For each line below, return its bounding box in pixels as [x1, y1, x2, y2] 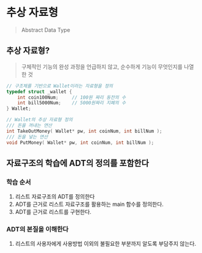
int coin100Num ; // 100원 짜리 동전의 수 [17, 94, 126, 100]
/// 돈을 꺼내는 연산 [6, 123, 52, 129]
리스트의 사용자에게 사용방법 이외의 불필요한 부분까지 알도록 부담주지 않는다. [15, 240, 197, 247]
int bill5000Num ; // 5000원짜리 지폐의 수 [17, 100, 126, 106]
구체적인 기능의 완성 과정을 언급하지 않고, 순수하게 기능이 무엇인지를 [21, 62, 183, 70]
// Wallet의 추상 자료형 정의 [6, 117, 73, 123]
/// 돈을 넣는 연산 [6, 134, 48, 140]
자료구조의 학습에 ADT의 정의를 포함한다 [6, 157, 150, 168]
